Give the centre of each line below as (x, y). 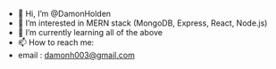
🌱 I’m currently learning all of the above (90, 32)
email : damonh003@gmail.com (76, 55)
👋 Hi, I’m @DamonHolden (64, 14)
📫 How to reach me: (56, 42)
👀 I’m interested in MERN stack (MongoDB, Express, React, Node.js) (142, 23)
